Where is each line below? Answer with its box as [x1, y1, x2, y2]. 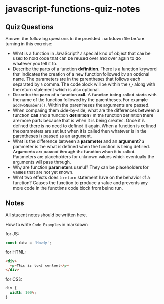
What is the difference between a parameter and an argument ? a [12, 138, 144, 144]
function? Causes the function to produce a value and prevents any [12, 180, 148, 186]
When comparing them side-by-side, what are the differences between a [12, 107, 160, 113]
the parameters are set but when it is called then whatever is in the [12, 128, 147, 133]
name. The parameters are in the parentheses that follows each [12, 76, 141, 82]
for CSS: [5, 276, 22, 282]
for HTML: [5, 249, 26, 255]
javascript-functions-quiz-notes [5, 3, 141, 15]
